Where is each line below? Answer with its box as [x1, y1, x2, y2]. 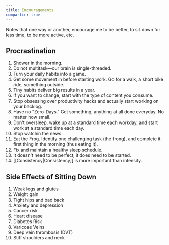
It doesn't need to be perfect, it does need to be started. [13, 152, 131, 158]
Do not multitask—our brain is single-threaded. [13, 65, 112, 71]
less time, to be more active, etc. [6, 32, 74, 38]
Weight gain [13, 191, 39, 198]
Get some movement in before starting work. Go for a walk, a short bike [13, 76, 163, 82]
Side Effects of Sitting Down [6, 172, 96, 181]
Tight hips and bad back [13, 197, 65, 203]
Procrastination [6, 46, 57, 55]
